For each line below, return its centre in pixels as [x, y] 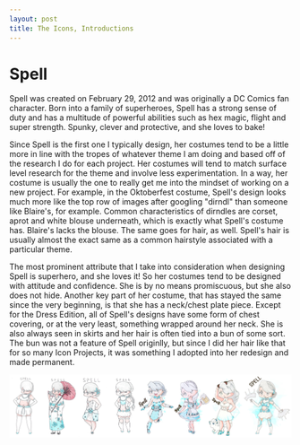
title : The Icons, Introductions [72, 28]
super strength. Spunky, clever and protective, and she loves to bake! [137, 127]
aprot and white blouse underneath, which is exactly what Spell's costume [146, 221]
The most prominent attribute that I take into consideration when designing [147, 267]
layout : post [34, 19]
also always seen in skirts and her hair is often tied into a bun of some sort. [147, 334]
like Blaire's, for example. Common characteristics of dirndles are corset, [144, 212]
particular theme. [41, 249]
